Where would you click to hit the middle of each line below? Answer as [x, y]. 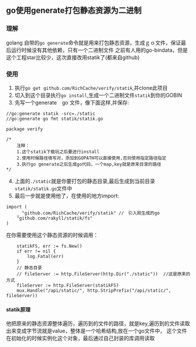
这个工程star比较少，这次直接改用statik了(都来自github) [73, 57]
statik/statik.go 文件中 [43, 188]
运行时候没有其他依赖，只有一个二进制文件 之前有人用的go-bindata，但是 [99, 50]
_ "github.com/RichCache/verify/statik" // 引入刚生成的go [88, 213]
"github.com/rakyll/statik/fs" [55, 218]
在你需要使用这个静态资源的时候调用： [52, 235]
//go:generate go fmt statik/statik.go [55, 119]
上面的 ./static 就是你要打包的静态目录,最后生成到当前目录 [85, 181]
